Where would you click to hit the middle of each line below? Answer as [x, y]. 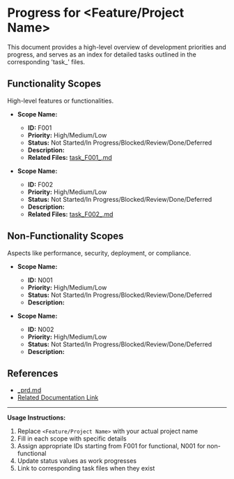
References [33, 373]
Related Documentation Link [58, 398]
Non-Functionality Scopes [65, 236]
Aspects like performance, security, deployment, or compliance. [99, 253]
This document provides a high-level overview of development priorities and [117, 47]
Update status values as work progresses [77, 461]
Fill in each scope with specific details [72, 439]
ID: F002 [40, 184]
